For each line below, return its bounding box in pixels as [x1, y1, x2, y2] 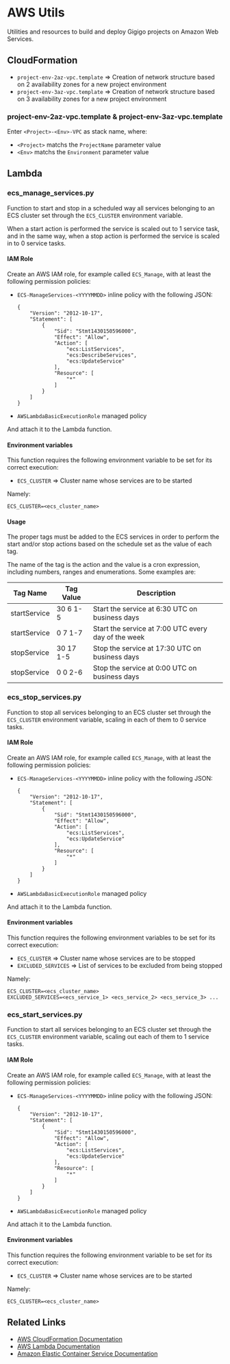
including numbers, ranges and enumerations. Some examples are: [7, 568, 196, 576]
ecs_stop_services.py [7, 692, 82, 702]
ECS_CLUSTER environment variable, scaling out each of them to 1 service [7, 1033, 209, 1041]
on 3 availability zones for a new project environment [16, 95, 167, 103]
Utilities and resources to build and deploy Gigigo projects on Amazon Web [7, 27, 219, 36]
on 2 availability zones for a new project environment [16, 80, 167, 88]
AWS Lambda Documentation [16, 1342, 101, 1350]
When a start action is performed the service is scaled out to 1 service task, [7, 224, 220, 232]
